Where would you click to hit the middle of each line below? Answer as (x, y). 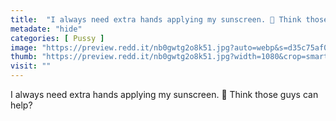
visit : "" (31, 66)
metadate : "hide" (46, 29)
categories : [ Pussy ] (57, 38)
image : (24, 47)
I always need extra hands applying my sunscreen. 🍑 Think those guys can (164, 94)
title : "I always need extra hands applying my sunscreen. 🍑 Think (156, 19)
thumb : (24, 57)
